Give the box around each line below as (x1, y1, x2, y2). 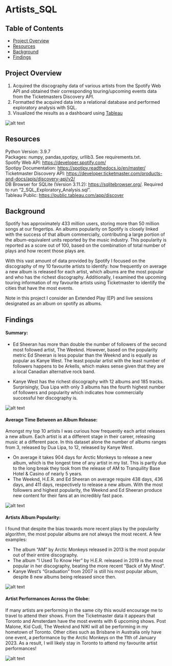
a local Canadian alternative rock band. (12, 368, 96, 375)
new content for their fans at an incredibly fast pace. (12, 492, 124, 499)
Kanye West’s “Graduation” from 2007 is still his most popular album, (12, 568, 158, 575)
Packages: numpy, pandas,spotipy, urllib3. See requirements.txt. (5, 154, 141, 160)
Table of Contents (5, 24, 64, 33)
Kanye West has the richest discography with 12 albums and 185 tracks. (12, 379, 164, 385)
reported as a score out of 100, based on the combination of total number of (5, 243, 166, 249)
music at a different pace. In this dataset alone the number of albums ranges (5, 439, 166, 445)
